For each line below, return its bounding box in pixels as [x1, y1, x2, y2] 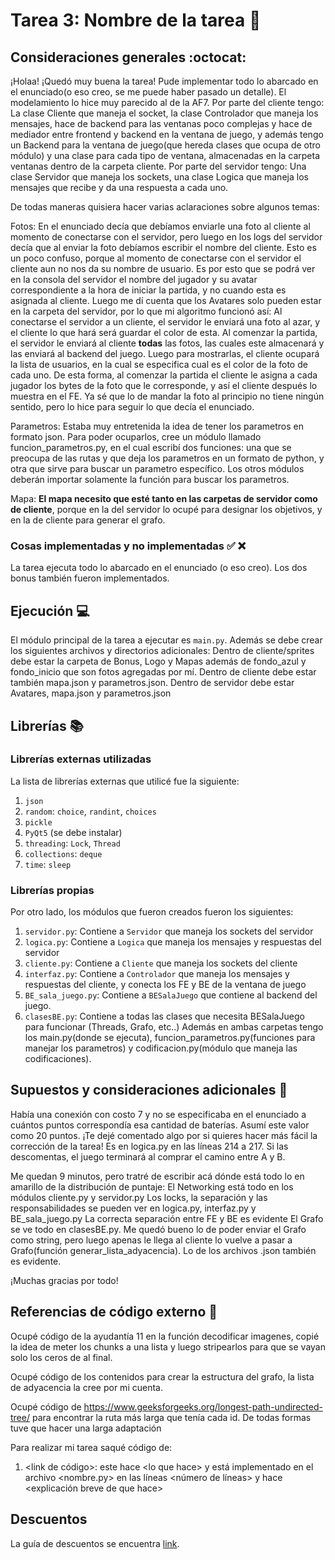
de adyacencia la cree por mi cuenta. [10, 1381, 163, 1393]
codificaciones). [24, 1053, 92, 1065]
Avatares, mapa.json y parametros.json [10, 687, 172, 699]
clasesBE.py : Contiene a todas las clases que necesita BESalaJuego [24, 1010, 305, 1023]
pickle [24, 817, 53, 828]
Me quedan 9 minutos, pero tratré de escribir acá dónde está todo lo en [10, 1170, 305, 1182]
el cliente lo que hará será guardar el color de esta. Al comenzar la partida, [10, 327, 318, 338]
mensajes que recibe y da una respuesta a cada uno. [10, 182, 229, 193]
